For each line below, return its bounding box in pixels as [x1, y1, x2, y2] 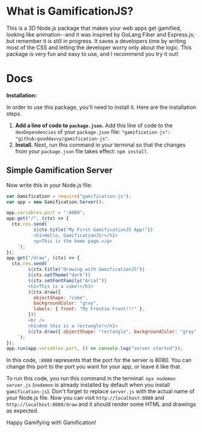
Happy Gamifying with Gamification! [6, 419, 96, 427]
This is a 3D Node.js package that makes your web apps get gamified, [6, 24, 182, 32]
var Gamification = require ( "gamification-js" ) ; [6, 193, 132, 199]
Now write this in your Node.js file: [6, 181, 93, 189]
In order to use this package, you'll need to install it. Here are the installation [6, 103, 197, 111]
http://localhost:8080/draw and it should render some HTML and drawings [6, 400, 196, 408]
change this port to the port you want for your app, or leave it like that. [6, 363, 182, 371]
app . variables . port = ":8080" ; [6, 210, 86, 216]
